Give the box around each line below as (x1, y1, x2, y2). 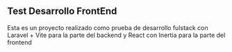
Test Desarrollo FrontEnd (7, 5, 117, 17)
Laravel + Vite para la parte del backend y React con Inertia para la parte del (7, 31, 226, 39)
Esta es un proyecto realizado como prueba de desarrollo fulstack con (7, 23, 208, 31)
